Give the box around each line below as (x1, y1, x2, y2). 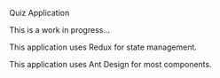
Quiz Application (9, 8, 70, 18)
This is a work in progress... (9, 25, 111, 35)
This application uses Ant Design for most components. (9, 59, 212, 69)
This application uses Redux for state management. (9, 42, 198, 52)
